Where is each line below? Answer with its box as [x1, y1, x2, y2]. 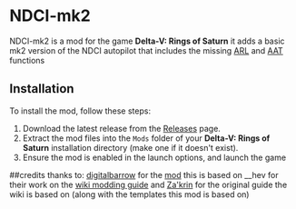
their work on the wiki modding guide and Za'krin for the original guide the [9, 179, 288, 190]
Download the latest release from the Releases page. [22, 123, 221, 134]
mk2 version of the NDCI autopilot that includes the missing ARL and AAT [9, 45, 283, 55]
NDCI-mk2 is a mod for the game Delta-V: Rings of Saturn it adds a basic [9, 35, 285, 46]
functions [9, 55, 45, 65]
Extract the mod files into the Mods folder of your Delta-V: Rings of [22, 133, 271, 144]
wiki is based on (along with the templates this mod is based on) [9, 188, 250, 200]
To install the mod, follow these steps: [9, 105, 152, 116]
